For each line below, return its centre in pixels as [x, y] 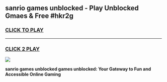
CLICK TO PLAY [24, 30]
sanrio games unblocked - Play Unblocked [72, 8]
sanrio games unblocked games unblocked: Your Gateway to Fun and [78, 69]
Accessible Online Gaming [33, 74]
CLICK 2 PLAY [22, 49]
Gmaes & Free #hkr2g [39, 16]
